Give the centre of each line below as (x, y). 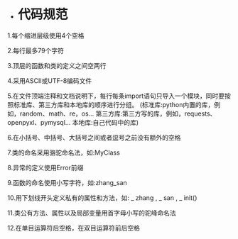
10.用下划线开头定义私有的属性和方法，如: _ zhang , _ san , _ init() (102, 198)
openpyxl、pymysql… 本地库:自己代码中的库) (73, 122)
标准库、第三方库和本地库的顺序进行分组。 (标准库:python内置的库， (114, 104)
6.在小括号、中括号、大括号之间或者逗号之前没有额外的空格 (94, 137)
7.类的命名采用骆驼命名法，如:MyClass (64, 152)
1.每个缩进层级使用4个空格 (46, 35)
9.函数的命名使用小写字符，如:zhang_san (67, 182)
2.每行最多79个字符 (36, 50)
